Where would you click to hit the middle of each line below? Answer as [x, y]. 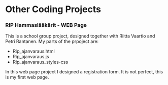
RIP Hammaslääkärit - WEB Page [46, 25]
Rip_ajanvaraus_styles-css [40, 62]
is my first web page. [27, 77]
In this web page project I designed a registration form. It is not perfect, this [84, 72]
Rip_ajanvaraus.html [33, 51]
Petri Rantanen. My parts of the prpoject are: [52, 41]
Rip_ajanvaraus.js [31, 57]
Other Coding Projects [53, 9]
